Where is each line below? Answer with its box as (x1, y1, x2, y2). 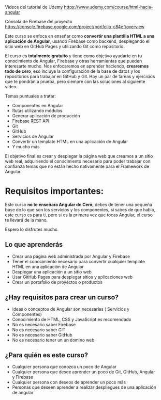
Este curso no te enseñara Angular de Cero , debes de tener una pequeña (5, 201, 152, 208)
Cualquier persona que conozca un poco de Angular (12, 364, 117, 370)
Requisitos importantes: (5, 186, 104, 197)
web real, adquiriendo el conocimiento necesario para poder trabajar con (5, 159, 151, 164)
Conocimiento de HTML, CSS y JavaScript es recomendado (12, 316, 132, 322)
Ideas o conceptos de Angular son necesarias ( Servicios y (12, 306, 130, 312)
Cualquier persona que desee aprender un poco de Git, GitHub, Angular (12, 369, 156, 375)
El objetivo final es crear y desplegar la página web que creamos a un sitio (5, 153, 153, 159)
